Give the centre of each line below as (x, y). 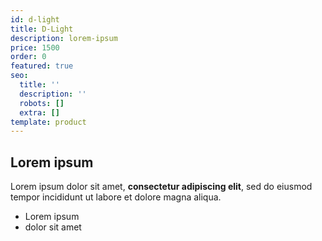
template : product (48, 122)
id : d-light (35, 19)
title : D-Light (42, 29)
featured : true (42, 66)
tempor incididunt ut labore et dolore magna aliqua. (116, 197)
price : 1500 (35, 47)
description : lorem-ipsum (64, 38)
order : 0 (28, 57)
